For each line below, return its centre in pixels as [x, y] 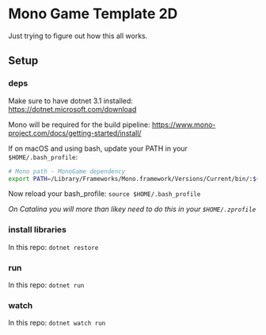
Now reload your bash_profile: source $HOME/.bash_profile [104, 194]
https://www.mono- [184, 125]
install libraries [38, 229]
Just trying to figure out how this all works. [78, 36]
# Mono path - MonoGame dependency [67, 171]
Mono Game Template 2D [93, 14]
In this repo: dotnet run [46, 285]
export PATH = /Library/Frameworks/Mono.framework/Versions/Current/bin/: [131, 179]
